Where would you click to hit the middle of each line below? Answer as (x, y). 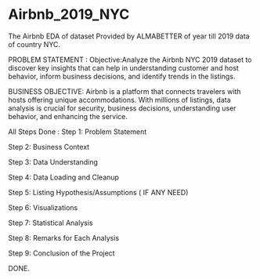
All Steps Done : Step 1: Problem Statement (78, 132)
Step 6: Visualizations (43, 207)
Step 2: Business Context (49, 147)
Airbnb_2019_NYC (69, 14)
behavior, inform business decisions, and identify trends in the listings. (122, 76)
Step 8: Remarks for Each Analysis (64, 237)
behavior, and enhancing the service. (68, 116)
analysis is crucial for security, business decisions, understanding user (122, 108)
